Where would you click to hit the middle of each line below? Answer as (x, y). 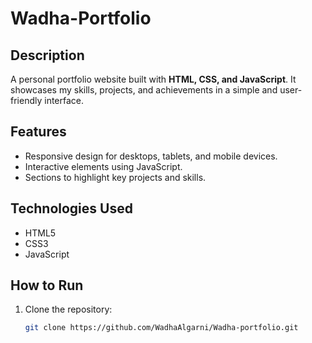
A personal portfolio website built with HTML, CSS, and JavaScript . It (153, 79)
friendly (26, 100)
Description (47, 55)
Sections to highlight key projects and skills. (115, 177)
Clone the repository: (68, 309)
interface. (64, 100)
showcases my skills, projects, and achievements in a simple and (144, 90)
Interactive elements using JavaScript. (103, 166)
